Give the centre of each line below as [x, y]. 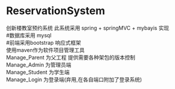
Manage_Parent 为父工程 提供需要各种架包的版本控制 [71, 57]
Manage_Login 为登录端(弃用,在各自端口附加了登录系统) [74, 79]
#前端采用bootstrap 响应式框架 [44, 42]
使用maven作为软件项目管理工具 [45, 50]
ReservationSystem [56, 11]
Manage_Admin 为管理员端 [39, 65]
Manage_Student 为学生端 [38, 72]
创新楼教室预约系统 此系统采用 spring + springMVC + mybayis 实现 [88, 28]
